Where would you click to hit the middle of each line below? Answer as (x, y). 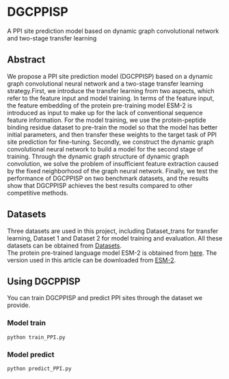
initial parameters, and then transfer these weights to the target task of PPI (112, 134)
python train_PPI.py (37, 337)
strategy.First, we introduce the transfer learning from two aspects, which (111, 90)
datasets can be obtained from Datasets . (64, 245)
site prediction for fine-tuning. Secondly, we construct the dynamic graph (110, 142)
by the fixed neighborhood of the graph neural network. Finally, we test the (113, 171)
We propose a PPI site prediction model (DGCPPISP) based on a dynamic (110, 76)
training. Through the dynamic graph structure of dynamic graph (98, 156)
